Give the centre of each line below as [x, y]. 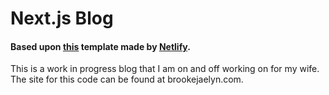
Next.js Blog [62, 18]
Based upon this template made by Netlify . [100, 46]
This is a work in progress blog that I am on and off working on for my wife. [165, 69]
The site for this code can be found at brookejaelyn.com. [127, 79]
